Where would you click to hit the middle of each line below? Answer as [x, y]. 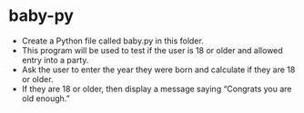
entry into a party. [55, 60]
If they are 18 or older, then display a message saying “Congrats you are [157, 89]
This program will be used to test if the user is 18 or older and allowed [152, 50]
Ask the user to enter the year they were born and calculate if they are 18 [158, 70]
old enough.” [46, 98]
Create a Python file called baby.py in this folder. [112, 41]
